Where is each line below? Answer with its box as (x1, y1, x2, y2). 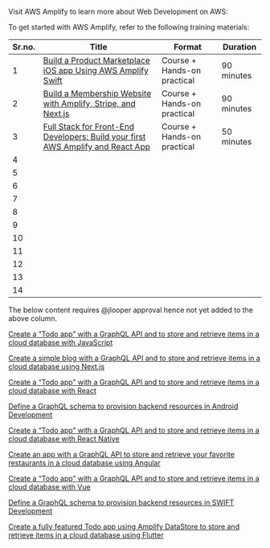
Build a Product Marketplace (43, 55, 150, 66)
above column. (8, 314, 58, 323)
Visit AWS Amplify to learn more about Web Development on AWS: (8, 7, 228, 16)
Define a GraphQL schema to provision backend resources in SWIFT (8, 497, 235, 507)
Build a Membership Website (43, 88, 152, 99)
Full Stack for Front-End (43, 121, 135, 132)
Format (174, 42, 202, 52)
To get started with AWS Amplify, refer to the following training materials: (8, 22, 250, 31)
